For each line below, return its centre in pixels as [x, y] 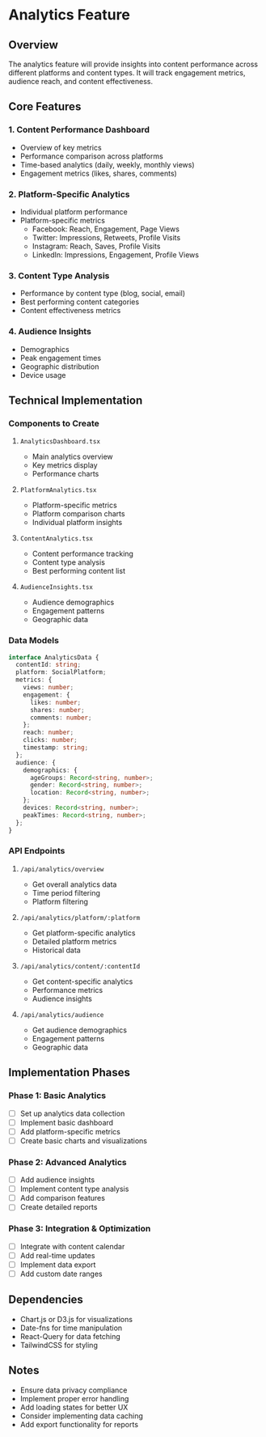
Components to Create [54, 423]
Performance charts [65, 474]
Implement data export [58, 1265]
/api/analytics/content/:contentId [80, 966]
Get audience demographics [80, 1030]
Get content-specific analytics [82, 981]
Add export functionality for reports [79, 1424]
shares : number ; [57, 710]
